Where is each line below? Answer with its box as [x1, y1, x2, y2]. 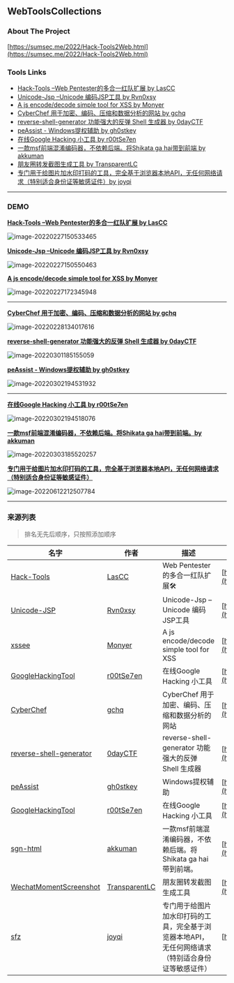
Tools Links [7, 67, 47, 77]
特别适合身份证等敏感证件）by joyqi [29, 177, 132, 186]
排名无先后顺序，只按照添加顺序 [24, 530, 116, 538]
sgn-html [10, 843, 42, 853]
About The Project [7, 27, 71, 36]
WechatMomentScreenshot [10, 882, 101, 892]
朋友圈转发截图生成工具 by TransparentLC [17, 160, 138, 168]
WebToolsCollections [7, 6, 102, 17]
